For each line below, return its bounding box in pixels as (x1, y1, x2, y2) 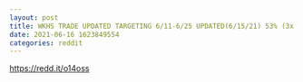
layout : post (9, 13, 59, 23)
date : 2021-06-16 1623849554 (9, 30, 120, 39)
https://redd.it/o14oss (9, 63, 90, 74)
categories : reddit (9, 38, 83, 48)
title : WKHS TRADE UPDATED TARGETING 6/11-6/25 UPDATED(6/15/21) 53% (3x (9, 22, 295, 31)
